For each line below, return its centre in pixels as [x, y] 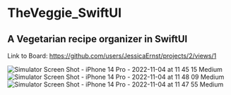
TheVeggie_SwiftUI [65, 13]
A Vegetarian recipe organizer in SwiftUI [97, 39]
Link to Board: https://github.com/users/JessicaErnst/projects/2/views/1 [112, 56]
